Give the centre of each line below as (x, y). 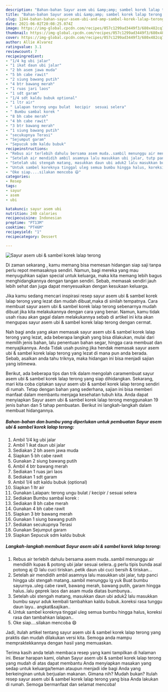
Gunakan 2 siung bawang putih (45, 461)
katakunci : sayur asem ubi (34, 209)
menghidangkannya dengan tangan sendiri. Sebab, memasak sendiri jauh (81, 281)
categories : (18, 177)
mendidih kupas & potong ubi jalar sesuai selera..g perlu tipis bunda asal (87, 564)
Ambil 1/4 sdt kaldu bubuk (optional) (50, 482)
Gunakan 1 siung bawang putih (44, 519)
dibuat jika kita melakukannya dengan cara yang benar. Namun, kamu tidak (83, 312)
